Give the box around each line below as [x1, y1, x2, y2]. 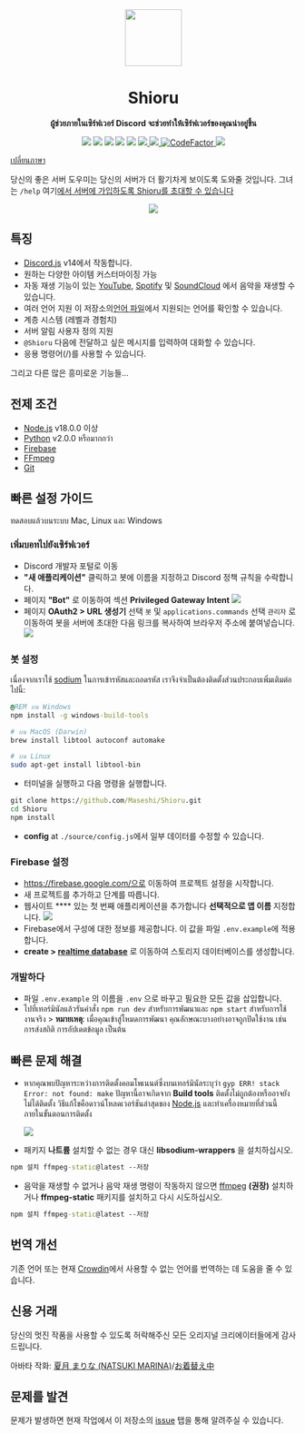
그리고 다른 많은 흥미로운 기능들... [10, 367, 130, 378]
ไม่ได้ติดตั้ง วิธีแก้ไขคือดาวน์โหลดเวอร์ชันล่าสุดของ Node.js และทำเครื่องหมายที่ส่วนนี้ [23, 1098, 278, 1109]
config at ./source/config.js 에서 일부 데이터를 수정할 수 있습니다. [23, 830, 264, 841]
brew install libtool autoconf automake [10, 736, 166, 745]
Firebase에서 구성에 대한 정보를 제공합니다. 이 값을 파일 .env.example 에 [23, 924, 280, 935]
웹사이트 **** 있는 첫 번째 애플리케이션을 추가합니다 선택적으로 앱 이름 [23, 901, 271, 912]
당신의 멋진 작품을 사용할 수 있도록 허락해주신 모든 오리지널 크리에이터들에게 [10, 1330, 280, 1340]
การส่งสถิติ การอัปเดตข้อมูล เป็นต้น [23, 1024, 126, 1034]
